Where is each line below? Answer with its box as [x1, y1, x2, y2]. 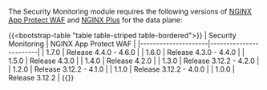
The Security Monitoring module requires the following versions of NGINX [8, 7, 253, 16]
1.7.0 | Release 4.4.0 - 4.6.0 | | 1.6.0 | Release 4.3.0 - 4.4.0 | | [46, 48, 245, 57]
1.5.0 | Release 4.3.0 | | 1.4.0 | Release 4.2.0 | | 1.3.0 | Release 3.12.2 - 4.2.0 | [8, 56, 260, 65]
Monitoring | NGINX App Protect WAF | [8, 39, 136, 49]
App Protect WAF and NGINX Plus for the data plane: [8, 15, 183, 25]
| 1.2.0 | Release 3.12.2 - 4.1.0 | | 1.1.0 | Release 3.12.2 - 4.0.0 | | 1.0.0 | [8, 65, 235, 74]
